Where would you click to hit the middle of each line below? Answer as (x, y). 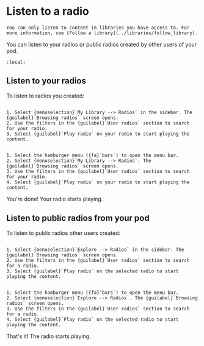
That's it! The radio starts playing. (49, 336)
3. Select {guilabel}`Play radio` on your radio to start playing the (98, 134)
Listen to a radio (48, 11)
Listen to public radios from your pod (78, 218)
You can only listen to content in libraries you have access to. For (98, 28)
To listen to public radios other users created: (64, 233)
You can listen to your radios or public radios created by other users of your (102, 44)
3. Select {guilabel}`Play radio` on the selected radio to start (93, 271)
